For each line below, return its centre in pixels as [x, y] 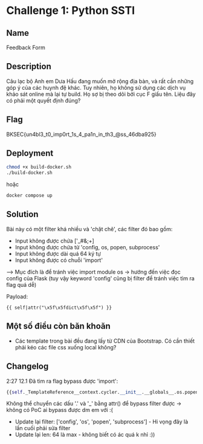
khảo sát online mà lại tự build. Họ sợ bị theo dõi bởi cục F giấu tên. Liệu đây [101, 94]
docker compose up [29, 196]
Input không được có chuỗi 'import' [59, 260]
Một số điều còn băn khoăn [58, 326]
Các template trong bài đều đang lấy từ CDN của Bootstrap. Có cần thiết [105, 341]
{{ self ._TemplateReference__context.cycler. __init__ [74, 392]
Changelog [27, 367]
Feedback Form [26, 47]
